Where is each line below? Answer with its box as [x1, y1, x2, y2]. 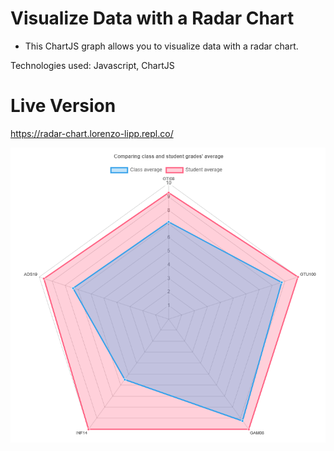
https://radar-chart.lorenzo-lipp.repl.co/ [10, 127, 174, 139]
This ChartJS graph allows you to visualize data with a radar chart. [24, 40, 299, 52]
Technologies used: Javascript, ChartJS [10, 59, 175, 71]
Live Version [10, 95, 117, 117]
